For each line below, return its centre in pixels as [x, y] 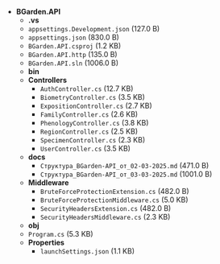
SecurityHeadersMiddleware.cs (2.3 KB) [105, 217]
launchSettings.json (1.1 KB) [87, 251]
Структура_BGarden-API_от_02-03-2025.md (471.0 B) [125, 165]
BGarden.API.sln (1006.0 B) [73, 63]
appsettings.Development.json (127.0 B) [94, 29]
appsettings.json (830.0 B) [73, 37]
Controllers [47, 80]
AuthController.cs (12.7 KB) [87, 89]
